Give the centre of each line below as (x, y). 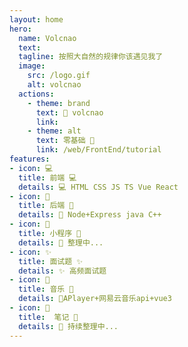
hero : (20, 29)
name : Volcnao (47, 38)
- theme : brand (59, 103)
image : (32, 66)
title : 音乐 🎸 (46, 289)
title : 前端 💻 (47, 177)
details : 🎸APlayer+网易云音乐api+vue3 (95, 299)
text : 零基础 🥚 (65, 141)
